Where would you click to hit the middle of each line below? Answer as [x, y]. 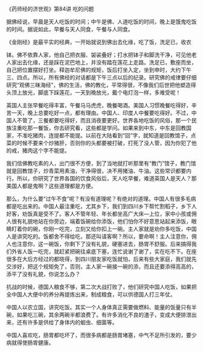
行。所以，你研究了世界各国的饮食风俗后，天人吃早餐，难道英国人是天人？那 [101, 178]
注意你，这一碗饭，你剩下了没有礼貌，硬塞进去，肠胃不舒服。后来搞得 [104, 244]
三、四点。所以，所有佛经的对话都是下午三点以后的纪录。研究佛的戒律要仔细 [101, 77]
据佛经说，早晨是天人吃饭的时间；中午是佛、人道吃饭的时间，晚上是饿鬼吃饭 [101, 22]
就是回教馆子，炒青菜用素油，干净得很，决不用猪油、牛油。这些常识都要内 [99, 171]
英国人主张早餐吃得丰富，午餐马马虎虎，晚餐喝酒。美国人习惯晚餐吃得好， [99, 105]
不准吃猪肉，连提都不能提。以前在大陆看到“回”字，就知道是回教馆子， [104, 135]
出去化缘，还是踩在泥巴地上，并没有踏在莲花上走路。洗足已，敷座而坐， [107, 62]
